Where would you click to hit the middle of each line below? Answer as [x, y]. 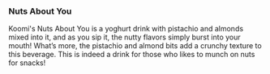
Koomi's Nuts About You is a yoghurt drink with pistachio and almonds [126, 29]
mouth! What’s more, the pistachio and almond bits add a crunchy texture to [135, 46]
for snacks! [27, 63]
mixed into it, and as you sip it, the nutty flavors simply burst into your [124, 37]
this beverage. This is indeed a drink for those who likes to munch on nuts [132, 55]
